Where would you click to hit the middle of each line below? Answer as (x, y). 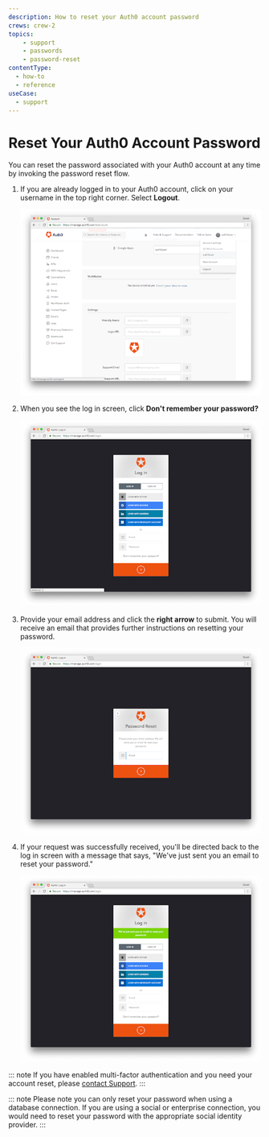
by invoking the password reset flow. (69, 174)
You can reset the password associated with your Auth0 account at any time (134, 165)
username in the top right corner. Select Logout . (100, 198)
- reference (36, 85)
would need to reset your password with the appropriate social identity (125, 1116)
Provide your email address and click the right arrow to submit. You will (138, 619)
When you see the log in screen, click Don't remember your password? (139, 409)
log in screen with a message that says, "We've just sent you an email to (139, 856)
